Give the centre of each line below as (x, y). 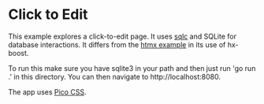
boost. (19, 53)
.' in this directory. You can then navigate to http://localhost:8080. (114, 76)
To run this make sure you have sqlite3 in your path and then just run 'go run (132, 68)
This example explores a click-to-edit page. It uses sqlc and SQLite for (122, 36)
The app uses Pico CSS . (47, 91)
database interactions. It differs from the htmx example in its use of (117, 44)
